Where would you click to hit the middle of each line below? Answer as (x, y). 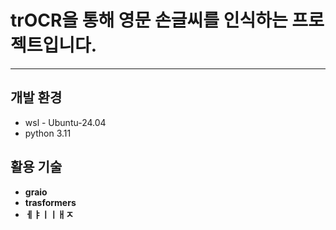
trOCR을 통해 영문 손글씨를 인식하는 (149, 20)
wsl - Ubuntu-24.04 (65, 122)
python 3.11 (48, 133)
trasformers (50, 202)
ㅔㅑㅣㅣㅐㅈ (49, 214)
